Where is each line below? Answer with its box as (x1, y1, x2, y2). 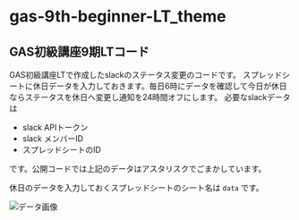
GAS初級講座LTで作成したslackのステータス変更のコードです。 (9, 70, 242, 80)
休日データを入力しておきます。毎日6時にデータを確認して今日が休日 (32, 80, 288, 91)
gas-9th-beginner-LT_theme (9, 6, 226, 27)
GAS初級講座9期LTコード (9, 44, 149, 59)
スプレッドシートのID (21, 145, 101, 155)
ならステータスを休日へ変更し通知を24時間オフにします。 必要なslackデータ (9, 92, 291, 102)
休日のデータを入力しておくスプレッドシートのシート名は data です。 (9, 182, 264, 193)
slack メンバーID (21, 133, 83, 144)
